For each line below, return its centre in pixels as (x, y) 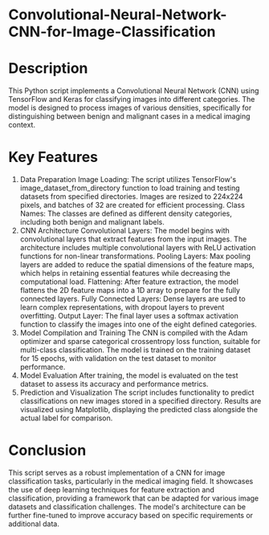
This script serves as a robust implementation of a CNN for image (117, 472)
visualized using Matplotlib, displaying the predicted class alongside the (139, 410)
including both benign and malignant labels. (92, 222)
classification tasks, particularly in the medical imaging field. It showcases (131, 481)
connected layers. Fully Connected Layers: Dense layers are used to (133, 299)
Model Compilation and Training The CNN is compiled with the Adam (134, 333)
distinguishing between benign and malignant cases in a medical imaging (129, 116)
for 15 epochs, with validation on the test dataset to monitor (118, 359)
